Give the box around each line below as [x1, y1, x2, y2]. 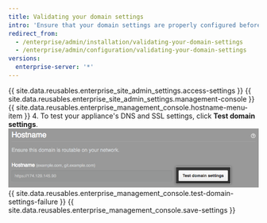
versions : [8, 55, 41, 63]
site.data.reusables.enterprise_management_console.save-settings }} [8, 205, 236, 214]
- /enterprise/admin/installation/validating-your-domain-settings [15, 38, 244, 46]
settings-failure [8, 197, 58, 206]
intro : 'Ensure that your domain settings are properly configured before [8, 21, 261, 29]
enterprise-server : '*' [15, 63, 94, 71]
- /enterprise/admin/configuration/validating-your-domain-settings [15, 46, 247, 55]
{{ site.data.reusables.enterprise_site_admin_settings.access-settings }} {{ [8, 86, 252, 95]
